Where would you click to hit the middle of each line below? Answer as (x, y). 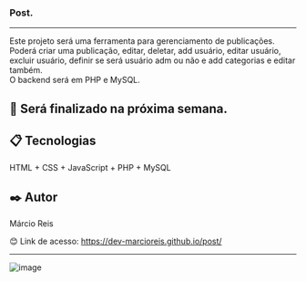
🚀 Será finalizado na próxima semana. (118, 108)
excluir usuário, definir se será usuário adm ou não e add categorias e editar (153, 60)
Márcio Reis (32, 224)
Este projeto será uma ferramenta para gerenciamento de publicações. (142, 41)
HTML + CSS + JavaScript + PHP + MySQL (90, 167)
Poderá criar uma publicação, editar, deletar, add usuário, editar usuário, (145, 51)
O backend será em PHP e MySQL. (75, 80)
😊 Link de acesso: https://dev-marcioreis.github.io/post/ (116, 241)
